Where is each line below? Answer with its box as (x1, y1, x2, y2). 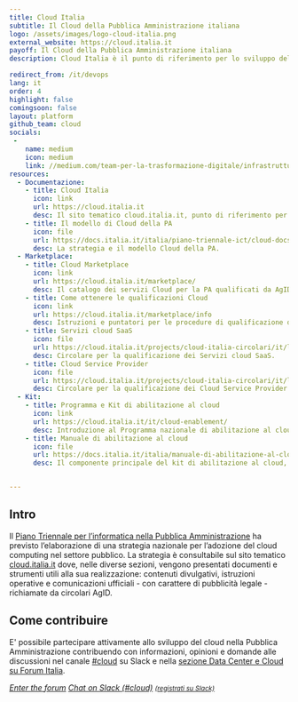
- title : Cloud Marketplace (25, 260, 129, 269)
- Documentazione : (17, 178, 86, 187)
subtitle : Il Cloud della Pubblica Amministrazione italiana (9, 21, 240, 30)
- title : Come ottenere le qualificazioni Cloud (25, 293, 208, 302)
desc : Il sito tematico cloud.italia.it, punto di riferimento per (32, 211, 288, 219)
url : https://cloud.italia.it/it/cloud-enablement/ (32, 417, 228, 427)
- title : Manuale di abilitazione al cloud (25, 434, 189, 443)
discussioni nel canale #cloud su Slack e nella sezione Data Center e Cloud (9, 655, 284, 666)
